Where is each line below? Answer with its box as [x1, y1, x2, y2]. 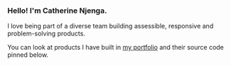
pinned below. [7, 50, 48, 59]
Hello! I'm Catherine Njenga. [7, 6, 107, 16]
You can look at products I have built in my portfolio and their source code [7, 43, 224, 52]
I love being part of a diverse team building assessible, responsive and [7, 22, 214, 31]
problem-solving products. [7, 29, 85, 38]
